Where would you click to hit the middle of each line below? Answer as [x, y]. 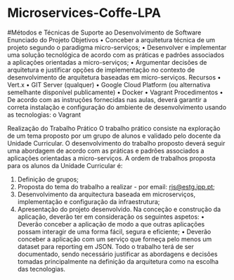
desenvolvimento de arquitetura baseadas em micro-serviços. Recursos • [114, 77]
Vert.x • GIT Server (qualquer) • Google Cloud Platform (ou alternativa [109, 84]
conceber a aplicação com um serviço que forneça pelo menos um [115, 239]
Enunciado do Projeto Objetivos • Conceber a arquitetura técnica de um [111, 39]
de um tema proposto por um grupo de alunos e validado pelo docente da [114, 136]
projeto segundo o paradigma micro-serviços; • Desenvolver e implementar [117, 47]
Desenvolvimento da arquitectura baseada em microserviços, [106, 194]
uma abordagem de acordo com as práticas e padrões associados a [106, 151]
